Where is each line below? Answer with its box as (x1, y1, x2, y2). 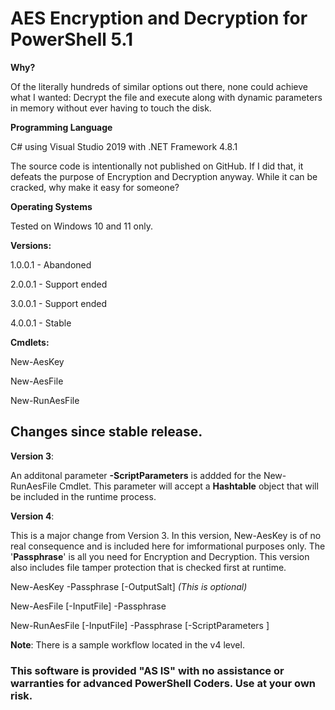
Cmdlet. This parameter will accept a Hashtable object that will (58, 480, 319, 492)
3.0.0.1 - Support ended (10, 297, 108, 309)
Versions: (10, 239, 52, 251)
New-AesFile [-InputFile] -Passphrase (10, 600, 167, 612)
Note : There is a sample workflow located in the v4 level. (10, 638, 245, 651)
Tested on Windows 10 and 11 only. (10, 220, 154, 232)
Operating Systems (10, 200, 93, 212)
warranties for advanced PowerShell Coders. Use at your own (10, 676, 316, 690)
